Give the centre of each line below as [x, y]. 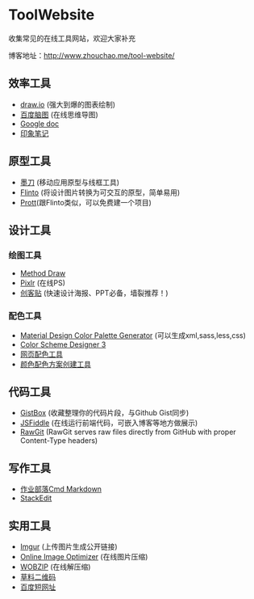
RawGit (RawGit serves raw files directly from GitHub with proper [128, 432]
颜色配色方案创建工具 [55, 364]
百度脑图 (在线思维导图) [59, 114]
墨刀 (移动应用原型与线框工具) [69, 182]
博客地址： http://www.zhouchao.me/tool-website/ [92, 55]
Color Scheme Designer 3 [63, 344]
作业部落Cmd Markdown [61, 489]
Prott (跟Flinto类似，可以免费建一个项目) [85, 202]
